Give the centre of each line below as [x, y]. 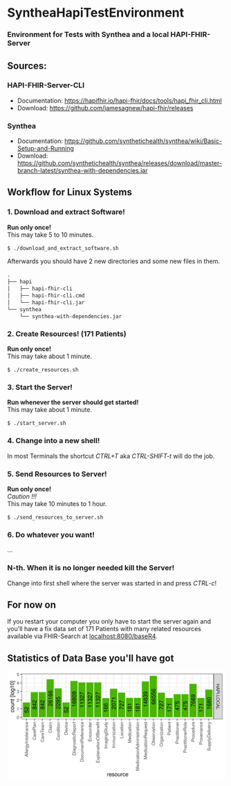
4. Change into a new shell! [54, 441]
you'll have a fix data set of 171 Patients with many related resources [104, 629]
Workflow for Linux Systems [70, 192]
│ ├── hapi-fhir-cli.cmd [46, 295]
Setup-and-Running [46, 149]
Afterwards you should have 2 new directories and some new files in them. [113, 261]
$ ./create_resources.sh [43, 370]
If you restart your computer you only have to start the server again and [109, 621]
